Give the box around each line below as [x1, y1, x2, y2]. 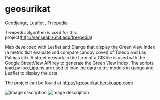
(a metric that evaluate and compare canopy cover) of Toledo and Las [5, 49, 146, 55]
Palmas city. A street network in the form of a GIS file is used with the [5, 54, 146, 60]
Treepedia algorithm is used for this [5, 29, 77, 35]
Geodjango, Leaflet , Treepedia [5, 20, 68, 26]
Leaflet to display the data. [5, 70, 59, 76]
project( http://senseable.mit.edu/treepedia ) [5, 34, 93, 40]
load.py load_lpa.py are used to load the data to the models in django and [5, 65, 154, 71]
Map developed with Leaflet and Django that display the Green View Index [5, 44, 155, 50]
